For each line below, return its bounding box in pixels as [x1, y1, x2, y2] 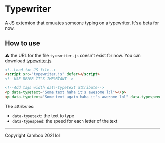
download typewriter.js [5, 58, 52, 64]
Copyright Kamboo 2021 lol [5, 132, 60, 138]
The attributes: [5, 104, 35, 109]
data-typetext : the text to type [12, 113, 75, 119]
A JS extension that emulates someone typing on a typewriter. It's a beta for [5, 20, 159, 26]
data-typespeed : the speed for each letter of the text [12, 118, 118, 124]
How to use [5, 39, 40, 48]
